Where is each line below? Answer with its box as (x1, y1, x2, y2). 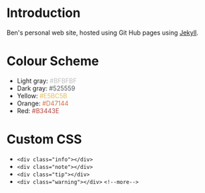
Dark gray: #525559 (16, 83, 75, 93)
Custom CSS (6, 131, 82, 148)
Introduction (6, 5, 81, 21)
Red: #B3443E (16, 106, 60, 115)
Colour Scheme (6, 53, 99, 69)
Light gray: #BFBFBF (16, 76, 77, 85)
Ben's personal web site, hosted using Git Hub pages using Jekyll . (6, 28, 199, 37)
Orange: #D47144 (16, 99, 69, 107)
